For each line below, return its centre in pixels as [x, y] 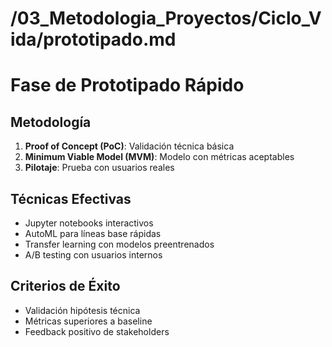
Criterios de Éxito [65, 286]
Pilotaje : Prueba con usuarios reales [99, 168]
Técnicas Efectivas [71, 198]
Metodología [51, 122]
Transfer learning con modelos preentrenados [119, 244]
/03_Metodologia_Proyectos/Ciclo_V [166, 18]
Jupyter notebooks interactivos [89, 223]
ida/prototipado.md [93, 39]
